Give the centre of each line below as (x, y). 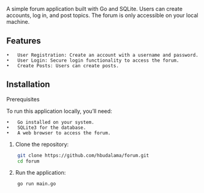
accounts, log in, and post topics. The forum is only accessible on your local (102, 15)
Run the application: (40, 173)
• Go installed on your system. (51, 122)
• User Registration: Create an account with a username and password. (103, 55)
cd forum (28, 161)
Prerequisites (23, 99)
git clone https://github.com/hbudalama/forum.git (83, 155)
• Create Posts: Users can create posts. (63, 66)
